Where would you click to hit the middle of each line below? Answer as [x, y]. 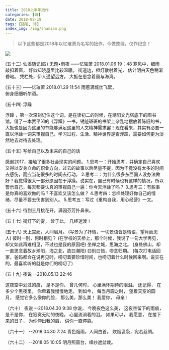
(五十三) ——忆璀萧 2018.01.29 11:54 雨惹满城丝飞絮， [61, 87]
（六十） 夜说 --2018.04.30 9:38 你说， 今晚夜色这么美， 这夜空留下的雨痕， [84, 308]
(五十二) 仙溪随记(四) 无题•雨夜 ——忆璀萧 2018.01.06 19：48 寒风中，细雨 [82, 64]
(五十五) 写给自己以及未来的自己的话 [43, 151]
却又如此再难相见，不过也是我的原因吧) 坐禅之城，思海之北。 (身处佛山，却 [83, 244]
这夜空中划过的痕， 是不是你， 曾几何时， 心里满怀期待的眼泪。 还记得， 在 [83, 285]
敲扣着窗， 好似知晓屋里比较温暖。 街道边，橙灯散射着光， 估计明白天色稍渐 [84, 70]
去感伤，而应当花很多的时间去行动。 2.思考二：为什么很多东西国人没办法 [80, 174]
